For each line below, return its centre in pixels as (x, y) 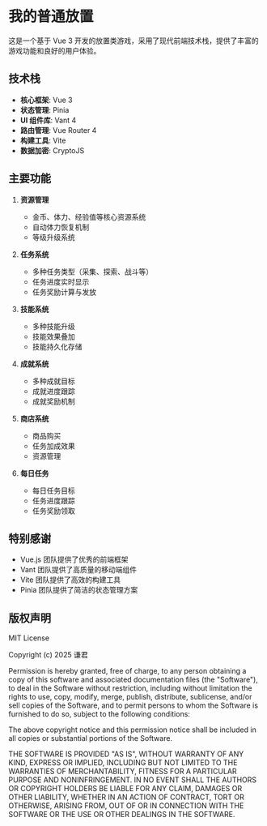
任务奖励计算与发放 (64, 292)
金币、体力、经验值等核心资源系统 (89, 216)
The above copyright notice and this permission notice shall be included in (132, 730)
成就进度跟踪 (53, 391)
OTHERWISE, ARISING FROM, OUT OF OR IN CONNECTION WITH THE (126, 806)
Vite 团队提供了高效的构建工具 (70, 580)
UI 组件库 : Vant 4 (48, 120)
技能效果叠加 (53, 336)
